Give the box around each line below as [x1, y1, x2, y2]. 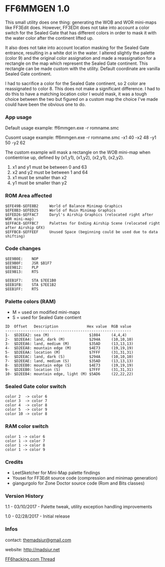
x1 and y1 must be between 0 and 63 [12, 164, 87, 170]
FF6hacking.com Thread [5, 556, 55, 562]
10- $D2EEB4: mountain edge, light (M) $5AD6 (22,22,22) [5, 371, 134, 377]
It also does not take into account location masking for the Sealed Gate [5, 44, 150, 50]
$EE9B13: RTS [5, 269, 39, 274]
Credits [5, 458, 23, 465]
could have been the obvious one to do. [5, 101, 86, 107]
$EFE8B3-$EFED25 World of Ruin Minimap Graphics [5, 208, 116, 213]
